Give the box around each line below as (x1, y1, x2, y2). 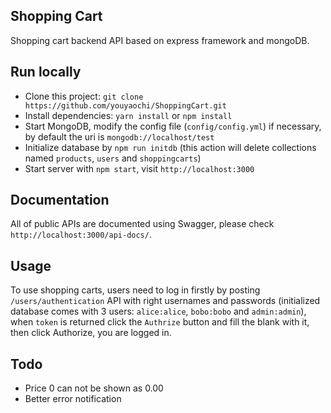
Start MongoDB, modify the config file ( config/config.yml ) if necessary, (24, 120, 322, 132)
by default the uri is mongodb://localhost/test (24, 130, 215, 143)
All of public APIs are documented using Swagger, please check (10, 218, 275, 230)
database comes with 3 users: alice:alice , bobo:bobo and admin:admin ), (10, 305, 307, 318)
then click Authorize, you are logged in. (10, 327, 172, 339)
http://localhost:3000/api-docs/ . (10, 229, 152, 241)
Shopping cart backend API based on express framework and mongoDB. (10, 34, 310, 46)
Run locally (10, 64, 82, 81)
